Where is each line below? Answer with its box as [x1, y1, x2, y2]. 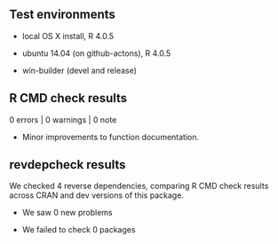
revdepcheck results [9, 157, 126, 172]
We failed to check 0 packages [21, 224, 136, 235]
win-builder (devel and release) [21, 65, 138, 75]
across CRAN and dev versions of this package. [9, 190, 185, 201]
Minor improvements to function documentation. [21, 131, 200, 142]
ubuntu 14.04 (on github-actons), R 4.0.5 [21, 48, 171, 59]
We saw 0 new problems [21, 208, 113, 218]
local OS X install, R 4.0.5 [21, 30, 115, 41]
